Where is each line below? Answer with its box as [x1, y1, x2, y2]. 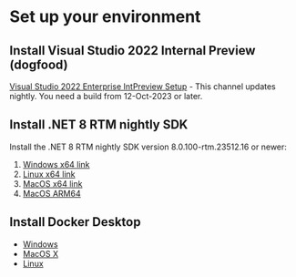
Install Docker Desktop [9, 214, 141, 230]
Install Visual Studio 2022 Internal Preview [9, 43, 256, 58]
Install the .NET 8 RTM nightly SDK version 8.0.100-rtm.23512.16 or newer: [9, 141, 287, 152]
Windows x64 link [22, 159, 90, 169]
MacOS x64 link [22, 178, 83, 189]
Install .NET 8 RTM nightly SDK [9, 117, 189, 133]
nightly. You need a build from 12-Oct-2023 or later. [9, 91, 203, 101]
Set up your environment [9, 6, 201, 27]
